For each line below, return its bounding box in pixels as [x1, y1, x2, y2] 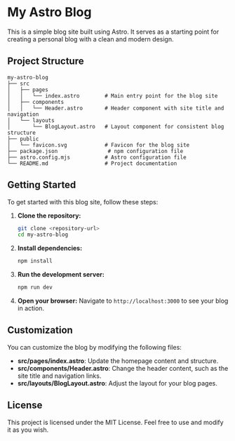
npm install [17, 258, 53, 265]
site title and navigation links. [17, 371, 102, 380]
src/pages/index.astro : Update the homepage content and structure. [17, 356, 219, 365]
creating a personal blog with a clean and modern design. [7, 34, 174, 43]
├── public [7, 135, 39, 143]
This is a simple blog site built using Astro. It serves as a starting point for [7, 27, 220, 36]
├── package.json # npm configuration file [7, 147, 184, 154]
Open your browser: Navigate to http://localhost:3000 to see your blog [17, 296, 229, 305]
